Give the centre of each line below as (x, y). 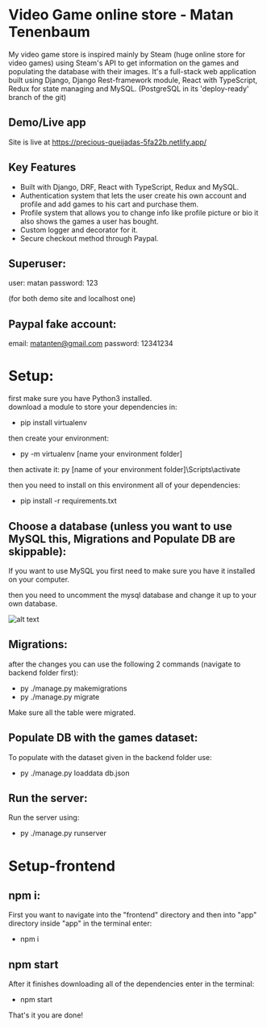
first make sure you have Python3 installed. (80, 399)
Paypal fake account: (63, 324)
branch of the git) (38, 97)
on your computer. (39, 579)
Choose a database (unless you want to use (120, 526)
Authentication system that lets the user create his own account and (133, 195)
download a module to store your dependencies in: (93, 407)
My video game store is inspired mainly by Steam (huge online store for (127, 54)
